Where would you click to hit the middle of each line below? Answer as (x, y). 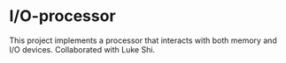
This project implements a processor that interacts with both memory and (143, 40)
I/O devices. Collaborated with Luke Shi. (82, 49)
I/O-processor (63, 16)
